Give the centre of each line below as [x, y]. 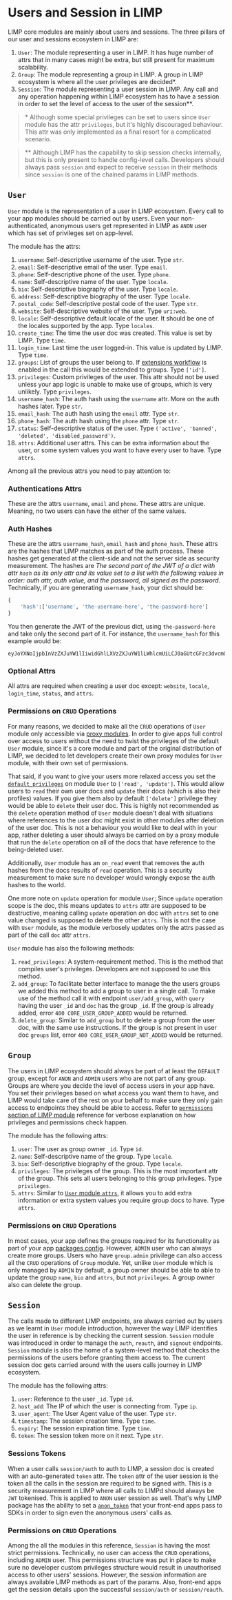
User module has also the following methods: [71, 948]
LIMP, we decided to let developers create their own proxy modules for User [115, 756]
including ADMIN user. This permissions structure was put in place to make [112, 1560]
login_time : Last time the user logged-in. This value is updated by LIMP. [120, 347]
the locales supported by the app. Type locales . [86, 325]
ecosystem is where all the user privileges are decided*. [97, 81]
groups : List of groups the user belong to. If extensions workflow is [112, 362]
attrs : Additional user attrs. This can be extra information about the [114, 443]
